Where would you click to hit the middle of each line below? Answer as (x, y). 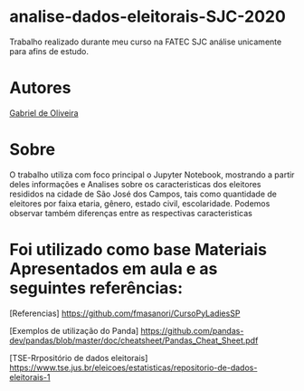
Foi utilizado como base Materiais (138, 250)
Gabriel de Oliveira (44, 113)
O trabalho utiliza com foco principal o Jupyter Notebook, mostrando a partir (152, 175)
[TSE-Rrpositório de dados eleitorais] (79, 358)
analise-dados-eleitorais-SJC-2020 (148, 17)
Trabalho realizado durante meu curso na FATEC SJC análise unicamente (146, 42)
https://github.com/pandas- (192, 330)
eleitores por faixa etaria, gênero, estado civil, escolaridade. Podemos (140, 203)
